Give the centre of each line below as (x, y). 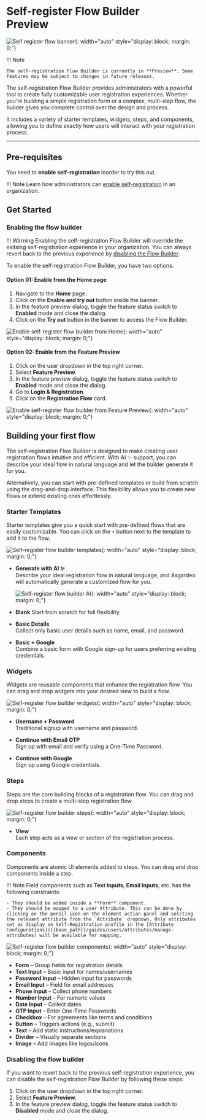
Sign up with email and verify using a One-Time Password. (89, 747)
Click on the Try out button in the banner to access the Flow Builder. (101, 319)
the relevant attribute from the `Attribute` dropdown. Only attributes (101, 919)
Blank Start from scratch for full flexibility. (68, 612)
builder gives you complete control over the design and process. (88, 107)
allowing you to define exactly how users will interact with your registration (101, 126)
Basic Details (32, 624)
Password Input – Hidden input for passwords (74, 978)
